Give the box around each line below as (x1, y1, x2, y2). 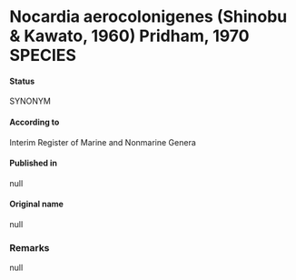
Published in (9, 157, 57, 169)
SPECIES (9, 45, 77, 65)
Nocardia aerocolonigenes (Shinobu (9, 6, 288, 27)
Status (9, 75, 35, 86)
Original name (9, 198, 64, 210)
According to (9, 116, 60, 127)
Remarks (9, 241, 50, 254)
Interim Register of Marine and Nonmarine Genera (9, 136, 197, 147)
